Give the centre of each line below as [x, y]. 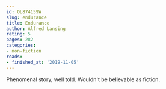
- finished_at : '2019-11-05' [43, 62]
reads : [14, 57]
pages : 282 [20, 40]
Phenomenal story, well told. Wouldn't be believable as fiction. [83, 79]
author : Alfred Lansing [36, 29]
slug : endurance [26, 17]
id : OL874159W [24, 12]
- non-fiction [24, 51]
